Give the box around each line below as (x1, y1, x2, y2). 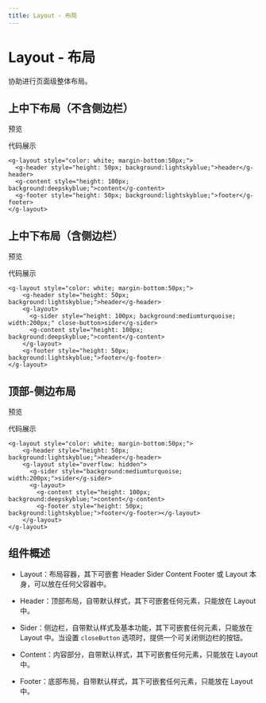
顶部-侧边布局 (8, 384, 76, 398)
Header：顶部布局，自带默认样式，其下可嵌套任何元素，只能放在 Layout (19, 596, 256, 605)
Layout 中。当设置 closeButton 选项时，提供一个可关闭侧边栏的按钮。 (19, 632, 248, 642)
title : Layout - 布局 (8, 11, 78, 20)
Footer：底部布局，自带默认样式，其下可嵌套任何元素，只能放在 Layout (19, 676, 253, 686)
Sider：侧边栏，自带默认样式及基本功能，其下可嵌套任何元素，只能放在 (19, 623, 253, 632)
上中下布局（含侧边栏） (8, 229, 123, 242)
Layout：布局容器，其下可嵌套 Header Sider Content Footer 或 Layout (19, 569, 248, 578)
